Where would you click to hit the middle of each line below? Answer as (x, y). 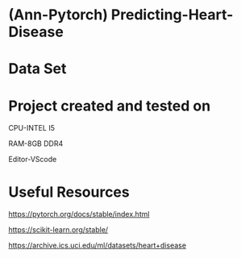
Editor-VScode (33, 160)
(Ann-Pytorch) (58, 15)
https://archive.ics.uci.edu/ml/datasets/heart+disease (98, 246)
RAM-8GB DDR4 (36, 144)
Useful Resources (69, 192)
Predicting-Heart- (172, 15)
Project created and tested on (110, 106)
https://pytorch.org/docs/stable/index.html (79, 214)
